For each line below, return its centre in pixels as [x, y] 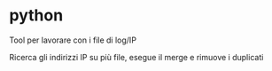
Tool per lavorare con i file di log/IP [73, 40]
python [36, 16]
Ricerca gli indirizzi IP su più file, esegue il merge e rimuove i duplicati [136, 57]
